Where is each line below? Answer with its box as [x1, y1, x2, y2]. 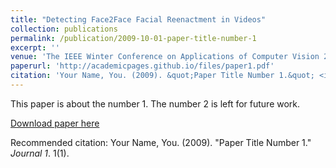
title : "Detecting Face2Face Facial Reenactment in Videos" [10, 14, 267, 25]
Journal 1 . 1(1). [10, 147, 70, 159]
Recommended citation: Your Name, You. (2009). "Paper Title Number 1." [10, 136, 312, 148]
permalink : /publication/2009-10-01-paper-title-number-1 [10, 33, 257, 43]
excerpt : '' [10, 42, 60, 53]
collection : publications [10, 24, 118, 34]
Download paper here [10, 117, 100, 129]
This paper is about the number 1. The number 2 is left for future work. [10, 97, 301, 110]
